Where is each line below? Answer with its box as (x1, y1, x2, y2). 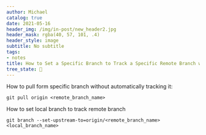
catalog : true (6, 15, 43, 21)
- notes (6, 55, 26, 61)
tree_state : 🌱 (6, 66, 43, 72)
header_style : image (6, 37, 59, 44)
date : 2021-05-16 (6, 20, 51, 26)
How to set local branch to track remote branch (6, 106, 126, 113)
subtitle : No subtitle (6, 44, 64, 50)
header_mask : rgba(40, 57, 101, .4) (6, 32, 100, 38)
